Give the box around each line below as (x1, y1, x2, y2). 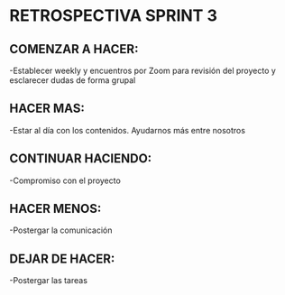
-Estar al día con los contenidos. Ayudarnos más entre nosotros (9, 124, 246, 135)
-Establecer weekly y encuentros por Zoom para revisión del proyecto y (9, 65, 277, 76)
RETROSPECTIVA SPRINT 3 (9, 5, 218, 26)
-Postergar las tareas (9, 275, 88, 286)
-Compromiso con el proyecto (9, 175, 122, 186)
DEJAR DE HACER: (9, 251, 115, 266)
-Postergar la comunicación (9, 225, 113, 235)
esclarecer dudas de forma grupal (9, 75, 136, 86)
